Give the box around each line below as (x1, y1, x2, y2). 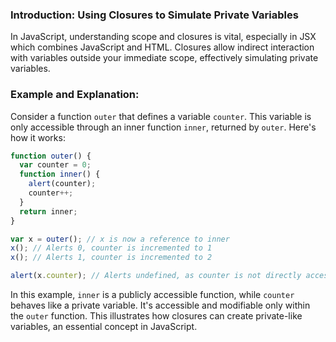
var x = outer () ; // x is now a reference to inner (10, 234, 230, 244)
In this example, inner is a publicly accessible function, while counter (10, 289, 295, 301)
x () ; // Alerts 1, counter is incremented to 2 (10, 253, 213, 263)
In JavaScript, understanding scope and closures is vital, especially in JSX (10, 31, 317, 43)
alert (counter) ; (28, 179, 97, 189)
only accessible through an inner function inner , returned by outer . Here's (10, 121, 317, 133)
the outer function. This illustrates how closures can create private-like (10, 310, 303, 322)
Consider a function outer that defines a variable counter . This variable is (10, 110, 312, 122)
